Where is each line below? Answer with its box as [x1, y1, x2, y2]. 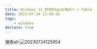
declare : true [5, 25, 34, 30]
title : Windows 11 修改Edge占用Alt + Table [5, 7, 92, 12]
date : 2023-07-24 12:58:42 [5, 12, 60, 16]
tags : [5, 16, 16, 21]
